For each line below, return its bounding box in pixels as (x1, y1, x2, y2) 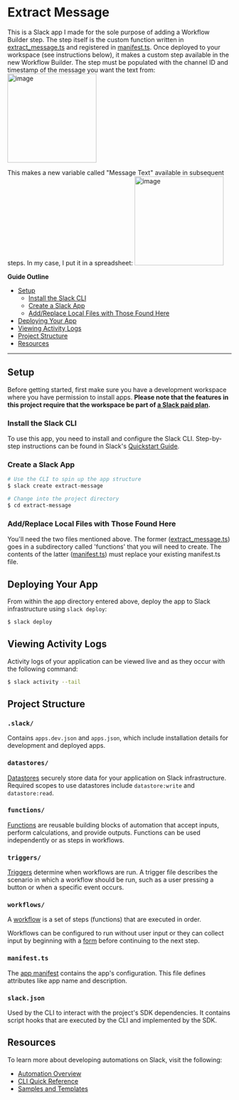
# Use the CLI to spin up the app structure (7, 476, 142, 483)
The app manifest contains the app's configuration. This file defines (7, 968, 206, 977)
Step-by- (195, 435, 223, 443)
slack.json (7, 994, 45, 1002)
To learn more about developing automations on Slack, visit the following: (7, 1055, 223, 1064)
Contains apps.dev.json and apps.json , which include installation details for (7, 734, 229, 742)
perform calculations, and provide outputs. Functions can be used (7, 828, 201, 837)
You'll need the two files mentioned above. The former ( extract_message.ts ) (7, 535, 230, 544)
